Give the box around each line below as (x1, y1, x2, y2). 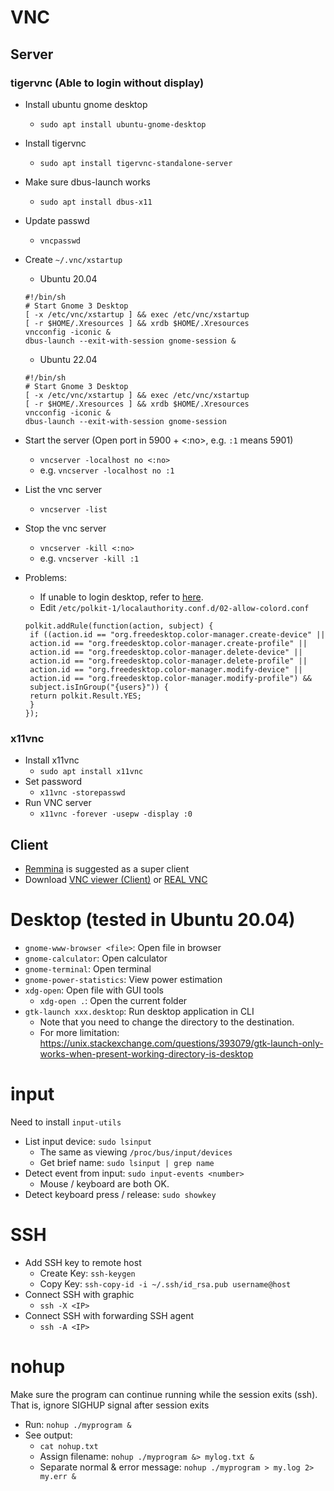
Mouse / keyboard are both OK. (39, 1177, 170, 1190)
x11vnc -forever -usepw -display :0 (39, 809, 193, 820)
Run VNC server (24, 797, 92, 809)
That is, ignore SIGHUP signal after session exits (10, 1399, 210, 1411)
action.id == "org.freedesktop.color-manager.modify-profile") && (29, 673, 312, 683)
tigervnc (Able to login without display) (10, 76, 205, 90)
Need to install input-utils (10, 1116, 122, 1128)
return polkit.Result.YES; (29, 691, 142, 701)
